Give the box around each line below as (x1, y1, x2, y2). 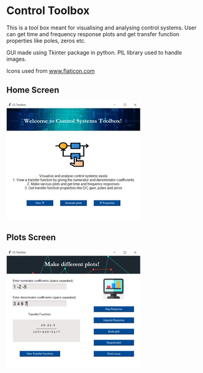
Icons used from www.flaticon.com (6, 67, 95, 74)
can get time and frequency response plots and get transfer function (6, 30, 180, 37)
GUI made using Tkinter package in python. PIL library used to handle (6, 48, 182, 56)
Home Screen (6, 85, 59, 96)
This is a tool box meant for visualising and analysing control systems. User (6, 24, 197, 31)
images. (6, 55, 26, 62)
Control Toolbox (6, 4, 90, 18)
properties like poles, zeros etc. (6, 37, 86, 44)
